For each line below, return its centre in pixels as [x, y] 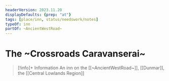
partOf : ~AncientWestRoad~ [34, 29]
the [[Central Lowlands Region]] [51, 73]
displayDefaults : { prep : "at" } [38, 15]
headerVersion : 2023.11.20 [34, 10]
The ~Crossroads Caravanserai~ [75, 54]
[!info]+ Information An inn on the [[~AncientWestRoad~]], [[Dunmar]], [91, 68]
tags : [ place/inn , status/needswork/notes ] [52, 19]
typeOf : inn [18, 24]
